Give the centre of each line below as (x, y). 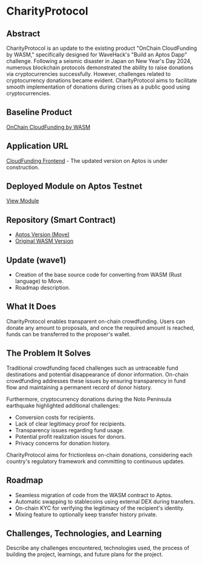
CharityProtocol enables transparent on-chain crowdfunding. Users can (96, 321)
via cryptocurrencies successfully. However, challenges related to (88, 74)
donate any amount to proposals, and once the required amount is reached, (101, 328)
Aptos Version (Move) (42, 234)
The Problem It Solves (48, 353)
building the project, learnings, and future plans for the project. (85, 554)
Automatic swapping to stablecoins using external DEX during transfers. (105, 501)
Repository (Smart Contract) (61, 220)
